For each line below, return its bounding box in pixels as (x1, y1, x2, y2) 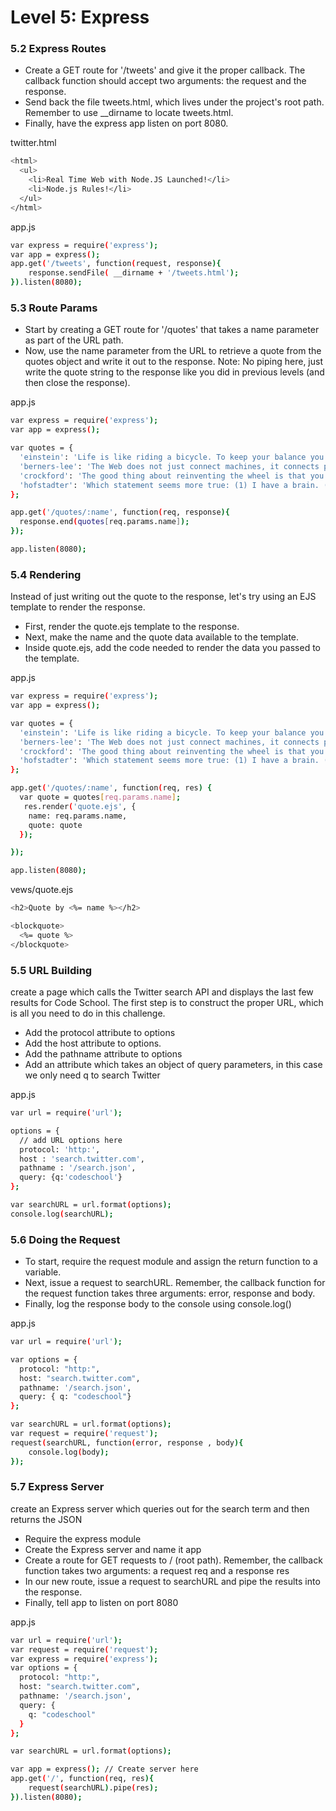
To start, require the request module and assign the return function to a (24, 1256, 318, 1268)
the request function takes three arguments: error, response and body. (24, 1287, 316, 1300)
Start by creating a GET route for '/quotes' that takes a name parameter (24, 324, 320, 336)
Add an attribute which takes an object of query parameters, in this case (24, 1059, 323, 1070)
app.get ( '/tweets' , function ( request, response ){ (10, 259, 222, 269)
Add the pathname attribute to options (24, 1048, 183, 1060)
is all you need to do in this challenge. (10, 1007, 166, 1019)
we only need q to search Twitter (24, 1069, 161, 1081)
